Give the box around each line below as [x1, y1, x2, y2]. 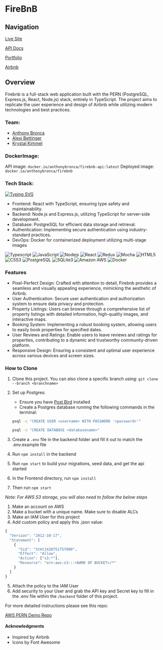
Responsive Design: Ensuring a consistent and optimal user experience [12, 347, 155, 353]
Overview [5, 78, 36, 86]
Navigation [5, 23, 39, 31]
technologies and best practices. [5, 106, 71, 113]
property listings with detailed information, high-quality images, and [12, 311, 148, 317]
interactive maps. [12, 316, 47, 322]
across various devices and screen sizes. [12, 353, 95, 358]
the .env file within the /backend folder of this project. [12, 593, 119, 599]
